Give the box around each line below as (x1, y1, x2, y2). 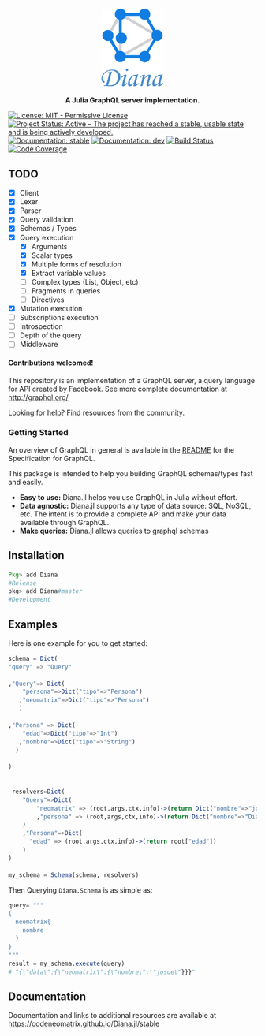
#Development (8, 596, 51, 604)
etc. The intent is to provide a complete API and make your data (19, 509, 227, 519)
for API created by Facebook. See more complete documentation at (8, 384, 227, 393)
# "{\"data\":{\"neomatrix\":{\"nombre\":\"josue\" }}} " (8, 967, 196, 976)
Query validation (19, 214, 73, 225)
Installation (8, 549, 65, 562)
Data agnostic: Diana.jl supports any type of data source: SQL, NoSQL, (19, 501, 252, 510)
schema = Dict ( (8, 654, 58, 662)
